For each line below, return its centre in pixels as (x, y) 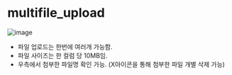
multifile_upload (56, 13)
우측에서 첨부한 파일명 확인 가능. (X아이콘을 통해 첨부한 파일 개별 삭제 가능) (121, 64)
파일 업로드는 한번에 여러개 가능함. (65, 46)
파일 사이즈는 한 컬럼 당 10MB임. (62, 55)
